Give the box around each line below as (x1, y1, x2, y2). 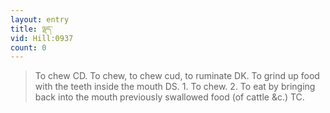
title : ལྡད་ (10, 24, 53, 34)
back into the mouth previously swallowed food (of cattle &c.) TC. (34, 91, 305, 103)
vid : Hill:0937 (10, 33, 74, 43)
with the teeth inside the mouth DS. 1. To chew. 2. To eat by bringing (34, 81, 316, 93)
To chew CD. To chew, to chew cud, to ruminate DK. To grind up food (34, 70, 320, 82)
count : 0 (10, 42, 47, 53)
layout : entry (10, 14, 70, 25)
